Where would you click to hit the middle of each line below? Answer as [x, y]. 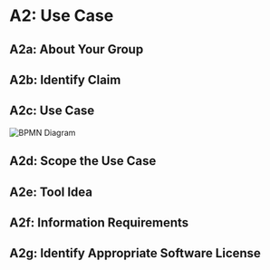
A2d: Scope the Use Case [83, 161]
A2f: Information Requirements [99, 222]
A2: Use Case [62, 16]
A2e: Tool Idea [51, 192]
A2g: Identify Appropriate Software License [135, 253]
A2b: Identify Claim [65, 79]
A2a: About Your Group [77, 49]
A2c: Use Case [52, 111]
